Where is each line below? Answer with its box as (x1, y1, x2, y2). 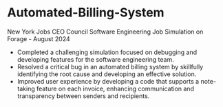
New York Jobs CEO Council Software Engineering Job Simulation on (7, 27, 204, 36)
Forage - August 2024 (7, 34, 70, 43)
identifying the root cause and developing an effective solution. (17, 70, 197, 78)
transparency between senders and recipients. (17, 91, 150, 100)
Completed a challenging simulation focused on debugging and (17, 48, 198, 56)
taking (17, 84, 36, 93)
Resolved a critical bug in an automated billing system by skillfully (17, 62, 204, 71)
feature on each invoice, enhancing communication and (36, 84, 195, 93)
